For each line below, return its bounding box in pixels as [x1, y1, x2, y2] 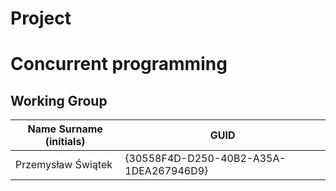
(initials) [44, 135, 86, 149]
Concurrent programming [10, 53, 228, 76]
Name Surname [27, 122, 103, 136]
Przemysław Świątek [15, 158, 113, 172]
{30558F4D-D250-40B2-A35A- [124, 152, 287, 166]
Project [10, 7, 72, 30]
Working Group [10, 92, 108, 109]
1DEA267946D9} [124, 164, 209, 178]
